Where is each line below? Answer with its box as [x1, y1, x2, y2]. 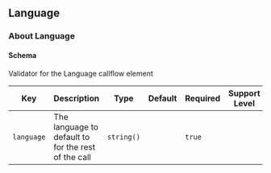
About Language [8, 31, 75, 42]
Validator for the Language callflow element [8, 68, 153, 78]
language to [53, 121, 99, 132]
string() [106, 132, 141, 142]
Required [185, 93, 221, 104]
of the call [53, 151, 91, 163]
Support [228, 88, 261, 99]
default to [53, 131, 90, 142]
